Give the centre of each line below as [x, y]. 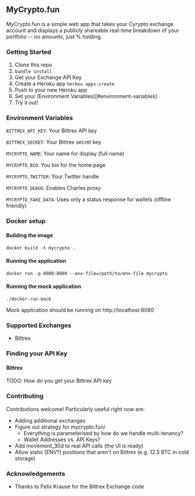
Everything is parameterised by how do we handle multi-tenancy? [103, 433]
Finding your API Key [37, 353]
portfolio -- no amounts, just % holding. [54, 36]
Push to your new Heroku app [51, 90]
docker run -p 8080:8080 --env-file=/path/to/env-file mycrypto [87, 273]
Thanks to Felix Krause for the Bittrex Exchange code [79, 486]
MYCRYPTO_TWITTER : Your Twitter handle [53, 176]
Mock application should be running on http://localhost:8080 [80, 310]
